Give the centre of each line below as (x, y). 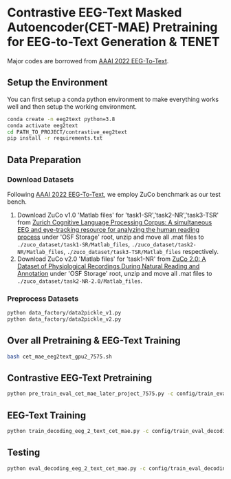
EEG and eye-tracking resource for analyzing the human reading (108, 229)
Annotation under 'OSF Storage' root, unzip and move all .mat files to (114, 273)
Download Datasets (41, 179)
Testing (24, 453)
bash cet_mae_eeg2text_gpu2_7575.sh (59, 356)
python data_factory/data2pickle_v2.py (64, 319)
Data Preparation (44, 160)
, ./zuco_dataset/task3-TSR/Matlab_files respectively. (141, 251)
